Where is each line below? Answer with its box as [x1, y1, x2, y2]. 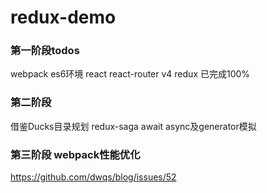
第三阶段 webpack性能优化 [10, 147, 141, 161]
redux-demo [10, 6, 117, 29]
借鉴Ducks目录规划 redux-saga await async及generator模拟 [10, 120, 257, 132]
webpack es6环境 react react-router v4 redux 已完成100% [10, 68, 251, 80]
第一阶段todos [10, 44, 80, 58]
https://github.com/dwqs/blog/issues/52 [10, 171, 177, 183]
